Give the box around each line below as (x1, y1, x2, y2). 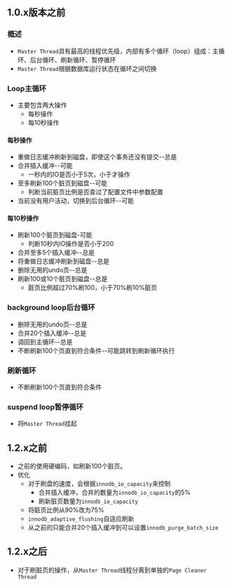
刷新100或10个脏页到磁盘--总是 (17, 274, 108, 283)
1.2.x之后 (7, 546, 48, 558)
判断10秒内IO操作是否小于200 (27, 239, 114, 248)
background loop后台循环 (7, 302, 96, 312)
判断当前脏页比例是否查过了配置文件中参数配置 (27, 188, 163, 197)
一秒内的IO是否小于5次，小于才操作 (27, 171, 131, 179)
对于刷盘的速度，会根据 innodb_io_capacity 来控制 (27, 479, 171, 488)
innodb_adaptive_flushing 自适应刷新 (27, 514, 135, 523)
